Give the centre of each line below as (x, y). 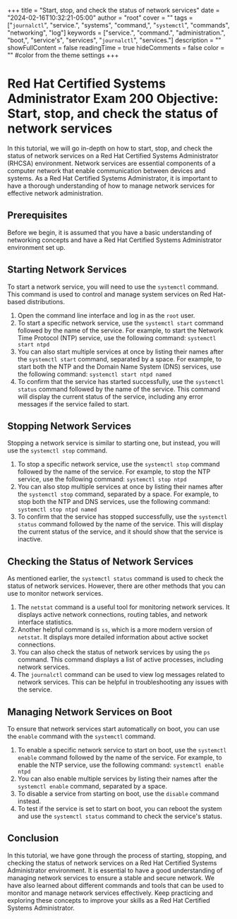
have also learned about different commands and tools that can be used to (116, 885)
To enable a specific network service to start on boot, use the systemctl (122, 750)
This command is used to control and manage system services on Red (109, 294)
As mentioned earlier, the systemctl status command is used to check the (115, 579)
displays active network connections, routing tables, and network (113, 615)
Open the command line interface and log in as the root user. (106, 315)
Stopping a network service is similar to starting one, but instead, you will (114, 443)
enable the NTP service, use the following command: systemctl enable (121, 765)
